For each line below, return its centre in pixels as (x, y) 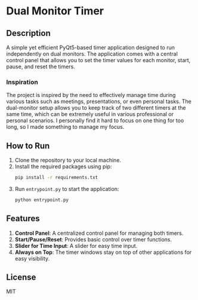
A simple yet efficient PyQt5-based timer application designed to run (90, 47)
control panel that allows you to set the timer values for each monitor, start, (98, 60)
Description (28, 33)
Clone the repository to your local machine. (68, 160)
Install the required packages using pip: (63, 166)
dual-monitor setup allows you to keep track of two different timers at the (96, 108)
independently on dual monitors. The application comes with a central (92, 54)
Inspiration (22, 82)
